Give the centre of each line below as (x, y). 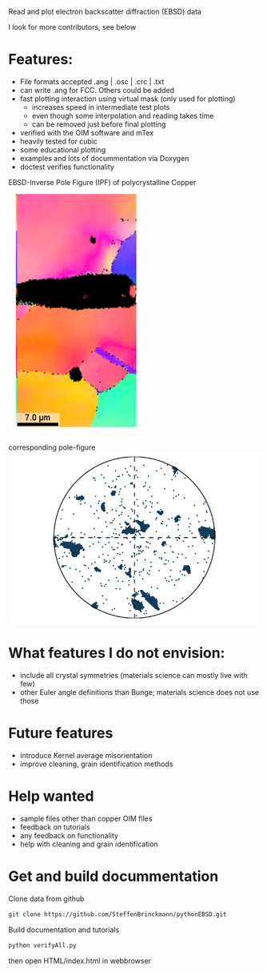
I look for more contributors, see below (72, 27)
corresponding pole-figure (52, 447)
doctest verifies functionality (67, 167)
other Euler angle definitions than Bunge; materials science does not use (139, 692)
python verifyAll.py (43, 945)
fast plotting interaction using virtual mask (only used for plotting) (128, 99)
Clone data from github (46, 898)
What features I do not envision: (117, 653)
